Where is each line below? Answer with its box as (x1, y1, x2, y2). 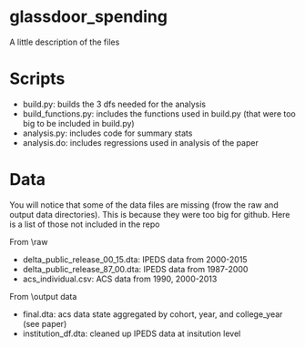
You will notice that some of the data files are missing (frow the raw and (9, 199, 280, 210)
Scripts (9, 68, 66, 89)
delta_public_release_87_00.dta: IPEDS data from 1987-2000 (22, 263, 249, 274)
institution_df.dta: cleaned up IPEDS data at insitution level (22, 328, 241, 339)
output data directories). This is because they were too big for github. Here (9, 209, 290, 220)
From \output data (9, 291, 77, 302)
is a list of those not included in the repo (9, 219, 160, 230)
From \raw (9, 236, 48, 247)
